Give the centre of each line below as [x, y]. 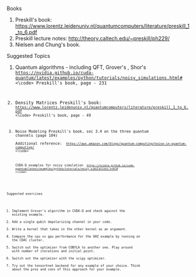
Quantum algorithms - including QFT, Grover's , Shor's [80, 67]
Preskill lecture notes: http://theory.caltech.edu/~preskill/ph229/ [92, 38]
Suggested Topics [28, 56]
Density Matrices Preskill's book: [58, 103]
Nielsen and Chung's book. [48, 44]
